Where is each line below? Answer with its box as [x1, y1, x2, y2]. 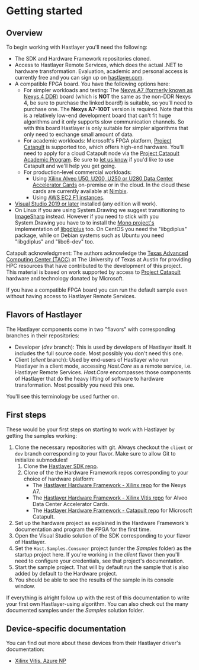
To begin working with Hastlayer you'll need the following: [6, 43, 148, 50]
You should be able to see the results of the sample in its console [14, 576, 174, 583]
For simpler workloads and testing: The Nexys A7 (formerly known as [23, 87, 193, 93]
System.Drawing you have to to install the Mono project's [14, 219, 155, 226]
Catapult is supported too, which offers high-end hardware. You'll [23, 144, 184, 150]
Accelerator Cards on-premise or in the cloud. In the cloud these [32, 181, 190, 188]
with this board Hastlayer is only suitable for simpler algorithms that [23, 125, 188, 131]
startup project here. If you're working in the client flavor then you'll [14, 551, 179, 558]
